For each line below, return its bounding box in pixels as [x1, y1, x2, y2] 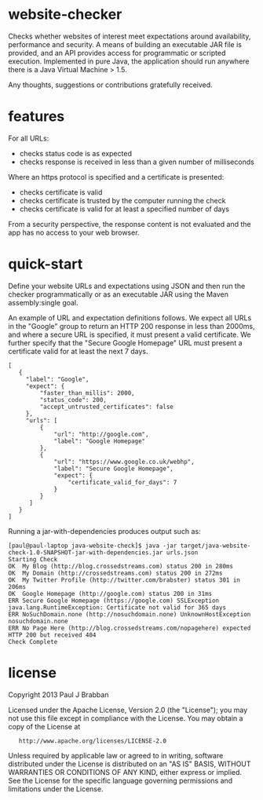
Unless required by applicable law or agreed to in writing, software [8, 751, 224, 760]
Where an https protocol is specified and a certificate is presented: [8, 172, 225, 181]
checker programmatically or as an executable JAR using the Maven [8, 289, 229, 299]
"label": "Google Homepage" [53, 437, 146, 445]
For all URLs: [8, 133, 49, 143]
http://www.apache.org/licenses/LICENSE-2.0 [18, 736, 167, 745]
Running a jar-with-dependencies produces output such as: [8, 526, 202, 535]
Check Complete [8, 637, 58, 645]
